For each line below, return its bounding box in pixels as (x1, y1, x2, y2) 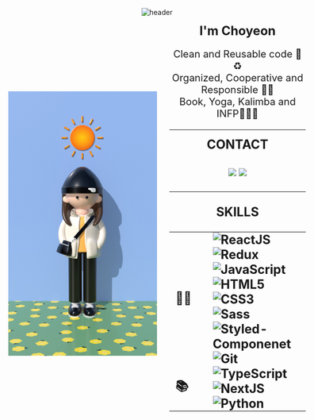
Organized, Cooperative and (171, 71, 304, 84)
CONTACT (206, 137, 269, 152)
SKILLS (216, 204, 259, 220)
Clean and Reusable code (173, 48, 293, 60)
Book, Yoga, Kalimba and (179, 95, 296, 108)
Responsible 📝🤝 (201, 83, 274, 96)
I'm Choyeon (199, 23, 276, 39)
